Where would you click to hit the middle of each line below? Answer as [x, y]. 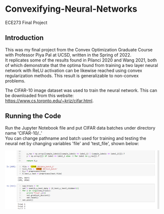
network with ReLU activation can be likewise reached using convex [74, 70]
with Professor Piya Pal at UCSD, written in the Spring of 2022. [68, 55]
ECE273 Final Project [26, 22]
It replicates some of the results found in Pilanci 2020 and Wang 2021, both [81, 60]
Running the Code [33, 116]
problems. [15, 81]
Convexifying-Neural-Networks [71, 9]
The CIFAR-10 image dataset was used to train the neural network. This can [81, 90]
